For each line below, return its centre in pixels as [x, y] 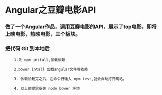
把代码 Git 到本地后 [27, 49]
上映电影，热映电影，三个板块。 [43, 34]
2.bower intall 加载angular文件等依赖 [51, 69]
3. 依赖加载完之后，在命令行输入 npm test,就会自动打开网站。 [70, 79]
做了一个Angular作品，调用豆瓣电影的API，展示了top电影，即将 [81, 27]
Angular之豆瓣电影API [51, 10]
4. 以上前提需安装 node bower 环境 [47, 89]
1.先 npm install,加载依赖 [40, 60]
